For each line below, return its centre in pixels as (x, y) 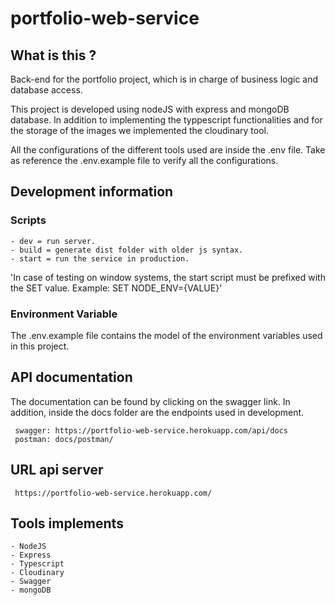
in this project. (40, 346)
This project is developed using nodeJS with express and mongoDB (150, 109)
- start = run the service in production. (100, 258)
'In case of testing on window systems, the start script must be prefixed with (168, 277)
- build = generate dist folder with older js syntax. (127, 250)
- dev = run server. (53, 241)
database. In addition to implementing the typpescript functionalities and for (166, 120)
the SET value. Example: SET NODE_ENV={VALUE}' (116, 288)
